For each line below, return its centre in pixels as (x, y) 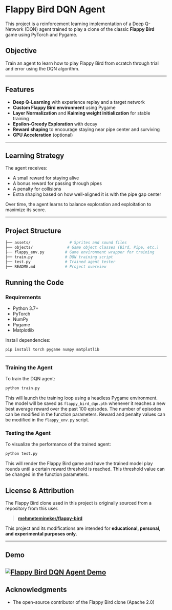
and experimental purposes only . (41, 534)
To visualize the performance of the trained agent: (58, 444)
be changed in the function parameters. (47, 474)
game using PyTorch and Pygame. (41, 34)
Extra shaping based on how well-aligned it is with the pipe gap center (87, 194)
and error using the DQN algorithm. (42, 68)
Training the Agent (29, 367)
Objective (21, 51)
